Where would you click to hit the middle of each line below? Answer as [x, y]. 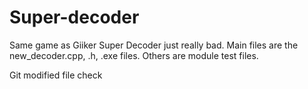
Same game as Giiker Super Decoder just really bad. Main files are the [154, 45]
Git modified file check [56, 75]
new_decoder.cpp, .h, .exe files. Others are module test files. [134, 55]
